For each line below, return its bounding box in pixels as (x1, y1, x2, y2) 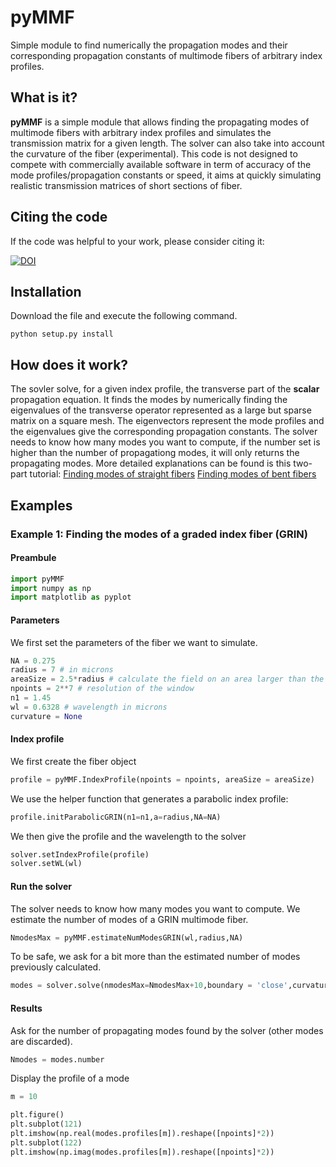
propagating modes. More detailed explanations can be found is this (10, 457, 292, 470)
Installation (10, 283, 82, 300)
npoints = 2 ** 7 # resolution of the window (10, 684, 195, 694)
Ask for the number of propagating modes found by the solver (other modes (10, 1024, 324, 1036)
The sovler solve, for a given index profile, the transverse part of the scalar (10, 383, 320, 395)
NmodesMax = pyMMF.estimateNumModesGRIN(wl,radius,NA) (10, 932, 244, 943)
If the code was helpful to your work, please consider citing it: (10, 235, 265, 247)
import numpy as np (10, 583, 92, 593)
